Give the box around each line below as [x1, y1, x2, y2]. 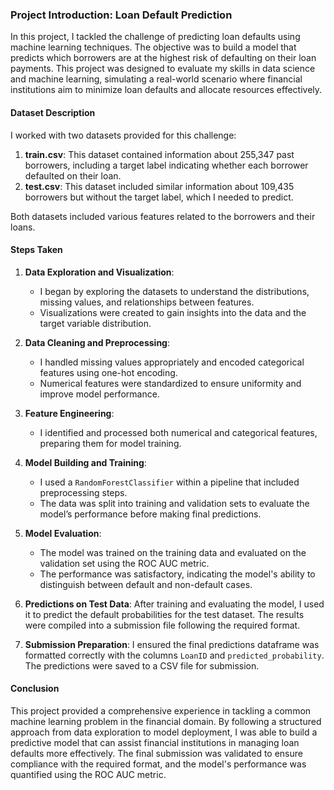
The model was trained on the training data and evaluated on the [39, 546, 307, 558]
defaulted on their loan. [24, 169, 122, 182]
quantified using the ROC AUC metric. [10, 768, 167, 780]
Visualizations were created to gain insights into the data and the [39, 306, 307, 318]
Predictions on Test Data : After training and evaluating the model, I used [24, 598, 325, 610]
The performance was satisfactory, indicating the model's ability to [39, 568, 316, 580]
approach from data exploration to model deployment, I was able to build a [10, 726, 318, 738]
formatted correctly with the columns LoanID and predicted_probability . [24, 649, 325, 661]
